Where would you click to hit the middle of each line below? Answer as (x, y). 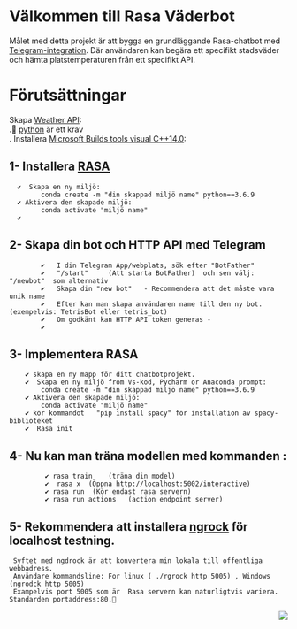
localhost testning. (62, 540)
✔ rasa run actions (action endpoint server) (134, 500)
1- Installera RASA (60, 167)
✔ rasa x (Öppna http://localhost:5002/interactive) (148, 484)
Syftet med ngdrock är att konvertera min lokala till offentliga (138, 560)
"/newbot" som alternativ (59, 280)
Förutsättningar (68, 96)
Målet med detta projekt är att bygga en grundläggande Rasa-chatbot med (145, 41)
